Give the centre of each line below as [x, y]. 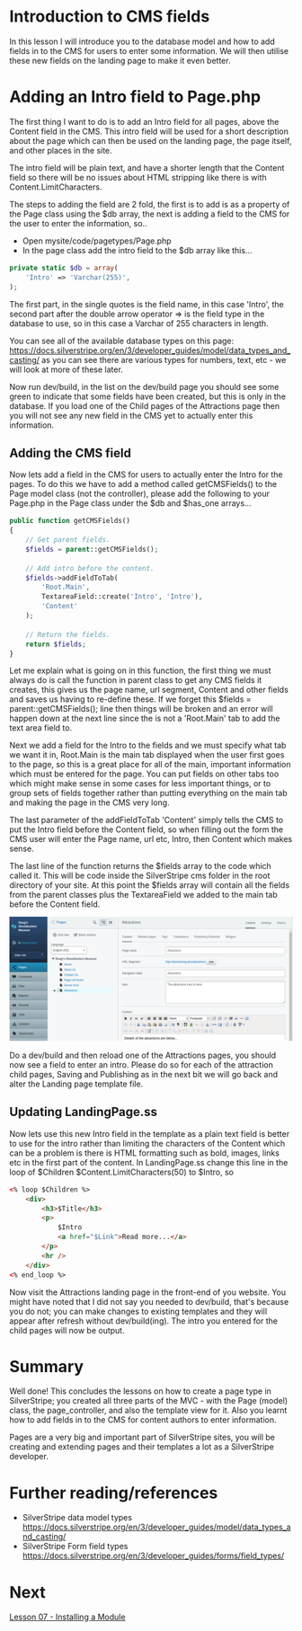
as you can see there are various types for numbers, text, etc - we [164, 359]
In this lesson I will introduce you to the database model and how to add [142, 41]
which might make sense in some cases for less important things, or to [140, 784]
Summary [46, 1366]
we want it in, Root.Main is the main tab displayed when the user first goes [147, 755]
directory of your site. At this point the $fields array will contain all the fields [150, 885]
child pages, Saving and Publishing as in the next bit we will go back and [144, 1074]
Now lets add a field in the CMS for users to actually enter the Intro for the [146, 474]
